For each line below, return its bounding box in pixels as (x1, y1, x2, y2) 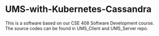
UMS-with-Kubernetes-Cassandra (5, 3, 152, 15)
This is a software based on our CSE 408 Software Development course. (5, 20, 155, 26)
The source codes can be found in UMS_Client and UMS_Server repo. (5, 25, 149, 31)
